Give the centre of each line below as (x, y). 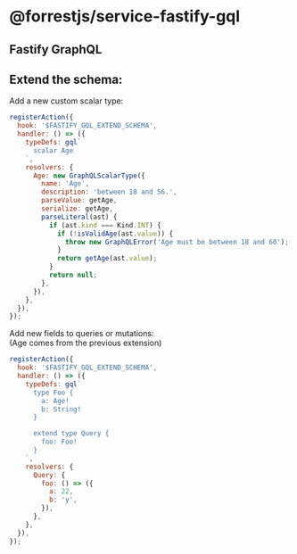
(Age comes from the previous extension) (86, 343)
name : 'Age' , (66, 184)
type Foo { (53, 393)
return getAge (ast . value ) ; (107, 259)
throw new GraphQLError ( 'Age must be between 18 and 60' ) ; (177, 242)
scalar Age (53, 150)
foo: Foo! (59, 442)
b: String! (62, 409)
